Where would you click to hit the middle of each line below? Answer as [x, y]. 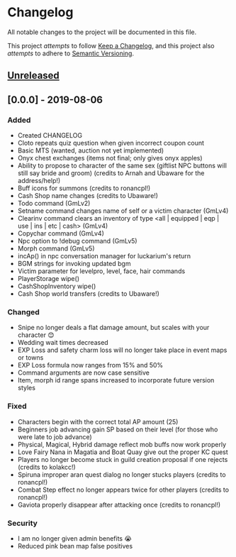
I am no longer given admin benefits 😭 [75, 538]
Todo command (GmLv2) [54, 204]
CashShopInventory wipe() [57, 286]
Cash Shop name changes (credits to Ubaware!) [88, 196]
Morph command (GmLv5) [56, 248]
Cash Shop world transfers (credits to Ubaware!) [88, 294]
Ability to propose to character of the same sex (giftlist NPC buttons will [122, 166]
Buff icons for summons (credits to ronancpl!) [84, 188]
